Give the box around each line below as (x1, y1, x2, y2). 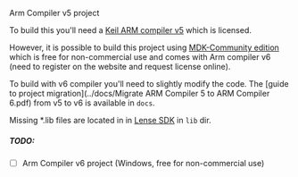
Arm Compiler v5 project (9, 8, 100, 18)
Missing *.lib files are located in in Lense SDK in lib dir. (9, 115, 211, 125)
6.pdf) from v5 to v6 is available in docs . (9, 97, 155, 108)
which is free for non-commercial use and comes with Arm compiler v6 (9, 52, 271, 62)
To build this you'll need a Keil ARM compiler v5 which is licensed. (9, 25, 252, 35)
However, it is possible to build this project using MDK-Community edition (9, 42, 279, 53)
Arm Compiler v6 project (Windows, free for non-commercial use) (21, 157, 265, 168)
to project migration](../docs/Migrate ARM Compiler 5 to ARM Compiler (9, 88, 270, 98)
